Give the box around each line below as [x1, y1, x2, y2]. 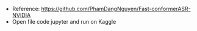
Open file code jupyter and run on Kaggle [12, 18, 116, 25]
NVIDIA [12, 12, 31, 19]
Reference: [12, 5, 40, 12]
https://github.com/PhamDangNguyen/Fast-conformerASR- [41, 5, 191, 12]
